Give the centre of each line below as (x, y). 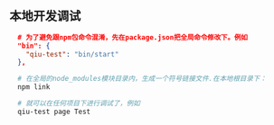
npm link (34, 87)
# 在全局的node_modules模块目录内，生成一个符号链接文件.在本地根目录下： (142, 79)
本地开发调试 (45, 16)
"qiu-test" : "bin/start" (72, 54)
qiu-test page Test (54, 112)
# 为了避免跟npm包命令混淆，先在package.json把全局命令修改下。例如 (133, 37)
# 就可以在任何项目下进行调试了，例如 (79, 103)
